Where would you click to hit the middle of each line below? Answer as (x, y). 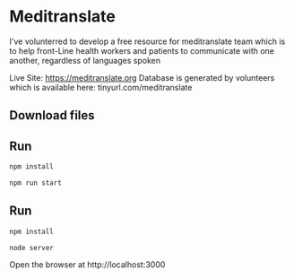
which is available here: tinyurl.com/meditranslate (101, 87)
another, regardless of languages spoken (85, 60)
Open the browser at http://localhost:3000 (87, 265)
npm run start (36, 183)
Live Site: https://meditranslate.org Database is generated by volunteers (142, 77)
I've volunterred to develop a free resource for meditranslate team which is (147, 41)
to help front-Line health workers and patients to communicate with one (142, 50)
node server (31, 248)
